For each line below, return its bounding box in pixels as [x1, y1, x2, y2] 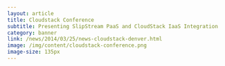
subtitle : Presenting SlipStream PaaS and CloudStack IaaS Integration [7, 23, 218, 30]
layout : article [7, 10, 54, 17]
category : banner [7, 29, 57, 36]
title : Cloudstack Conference [7, 16, 95, 23]
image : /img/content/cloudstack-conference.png [7, 42, 147, 49]
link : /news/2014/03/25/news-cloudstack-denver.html [7, 36, 163, 43]
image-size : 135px [7, 49, 60, 56]
